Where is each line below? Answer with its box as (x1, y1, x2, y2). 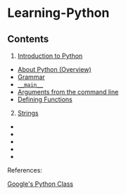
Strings (17, 109, 39, 117)
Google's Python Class (7, 180, 74, 188)
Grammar (17, 73, 46, 81)
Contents (7, 33, 49, 45)
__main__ (17, 82, 44, 89)
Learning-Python (7, 5, 110, 21)
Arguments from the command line (17, 88, 119, 96)
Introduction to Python (17, 51, 83, 60)
